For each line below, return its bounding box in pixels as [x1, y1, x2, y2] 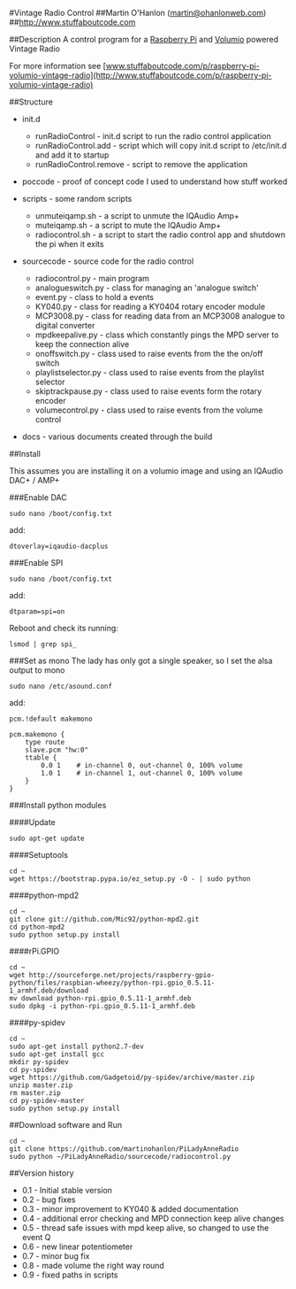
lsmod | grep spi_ [9, 640, 77, 649]
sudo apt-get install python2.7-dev [9, 1042, 144, 1051]
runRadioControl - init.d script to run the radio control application [34, 131, 271, 141]
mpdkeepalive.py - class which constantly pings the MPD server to [34, 329, 279, 340]
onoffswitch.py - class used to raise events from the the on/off [34, 349, 263, 359]
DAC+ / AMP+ [9, 475, 60, 485]
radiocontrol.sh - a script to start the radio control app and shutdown [34, 229, 285, 240]
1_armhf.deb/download [9, 986, 89, 995]
